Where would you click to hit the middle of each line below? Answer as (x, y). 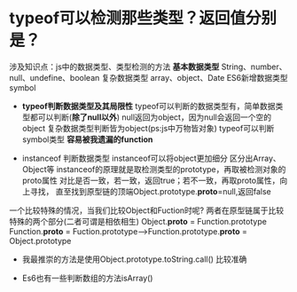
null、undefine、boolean (55, 77)
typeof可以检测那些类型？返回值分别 (143, 18)
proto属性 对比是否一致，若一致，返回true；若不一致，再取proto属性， (151, 180)
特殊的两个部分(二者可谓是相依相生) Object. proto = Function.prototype (138, 221)
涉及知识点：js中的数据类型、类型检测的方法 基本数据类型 (114, 67)
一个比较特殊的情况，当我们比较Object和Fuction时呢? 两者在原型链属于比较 (147, 210)
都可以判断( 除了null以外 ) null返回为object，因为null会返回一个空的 (151, 117)
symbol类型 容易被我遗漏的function (87, 139)
